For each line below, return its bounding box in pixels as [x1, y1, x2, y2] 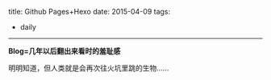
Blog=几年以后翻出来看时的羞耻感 [8, 46, 121, 55]
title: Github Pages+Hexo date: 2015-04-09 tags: [8, 7, 171, 16]
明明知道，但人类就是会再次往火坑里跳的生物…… [8, 63, 169, 73]
